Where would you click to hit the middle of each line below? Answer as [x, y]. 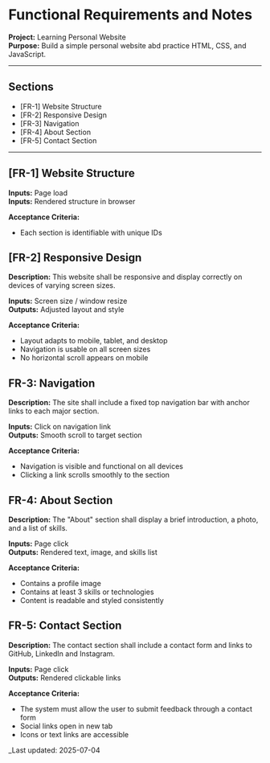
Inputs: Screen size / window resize [68, 301]
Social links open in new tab [66, 726]
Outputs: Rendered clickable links [65, 678]
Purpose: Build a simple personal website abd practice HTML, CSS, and [127, 45]
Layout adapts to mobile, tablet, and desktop [94, 341]
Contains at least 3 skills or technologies [87, 592]
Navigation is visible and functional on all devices [101, 466]
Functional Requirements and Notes [131, 15]
